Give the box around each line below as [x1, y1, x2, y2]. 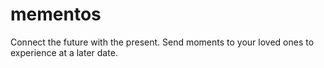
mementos [10, 3, 102, 26]
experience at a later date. [10, 46, 118, 58]
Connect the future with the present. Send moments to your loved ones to [10, 36, 315, 48]
